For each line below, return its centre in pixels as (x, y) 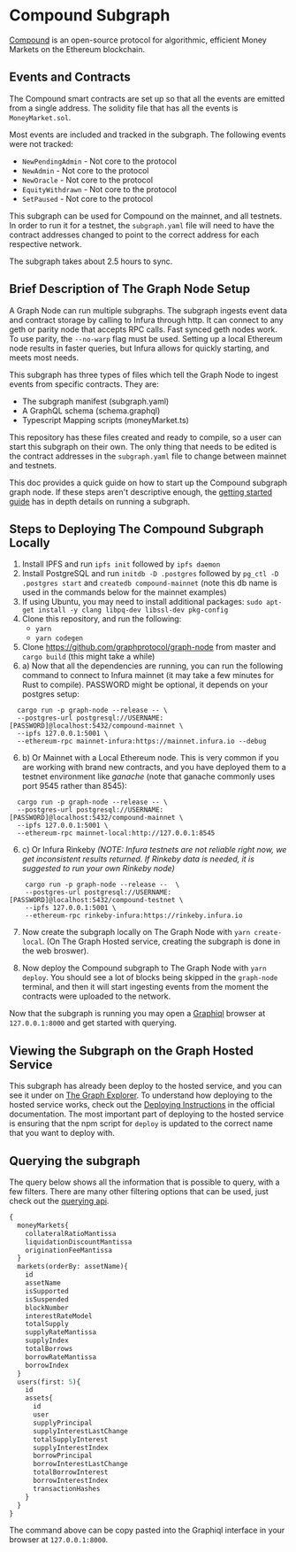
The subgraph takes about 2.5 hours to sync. (91, 261)
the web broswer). (55, 951)
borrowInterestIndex (70, 1480)
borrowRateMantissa (61, 1357)
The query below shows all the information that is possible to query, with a (144, 1182)
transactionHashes (66, 1488)
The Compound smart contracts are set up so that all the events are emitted (147, 98)
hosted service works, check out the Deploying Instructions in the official (142, 1105)
